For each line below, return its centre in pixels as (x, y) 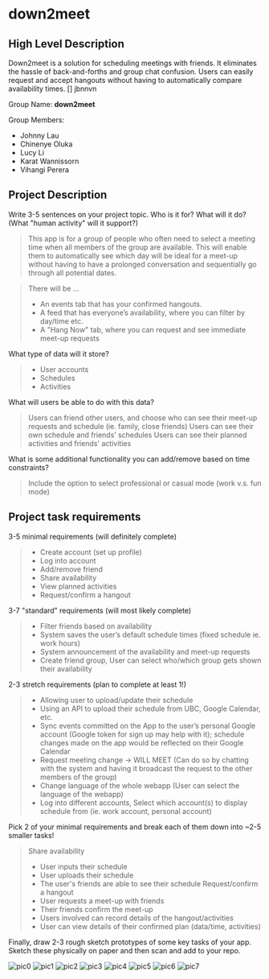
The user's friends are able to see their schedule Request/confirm (149, 883)
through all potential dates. (72, 273)
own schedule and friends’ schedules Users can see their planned (137, 435)
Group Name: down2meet (52, 104)
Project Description (58, 195)
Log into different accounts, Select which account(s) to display (144, 803)
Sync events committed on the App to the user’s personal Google (148, 725)
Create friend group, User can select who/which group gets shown (151, 660)
